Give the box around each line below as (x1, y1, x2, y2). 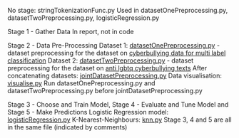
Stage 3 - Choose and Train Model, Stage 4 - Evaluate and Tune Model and (7, 100, 229, 109)
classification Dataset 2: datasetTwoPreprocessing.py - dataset (7, 56, 194, 65)
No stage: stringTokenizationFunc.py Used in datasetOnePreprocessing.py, (7, 6, 228, 14)
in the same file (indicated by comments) (7, 123, 128, 131)
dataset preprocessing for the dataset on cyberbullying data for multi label (7, 49, 226, 57)
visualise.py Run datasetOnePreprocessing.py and (7, 79, 156, 87)
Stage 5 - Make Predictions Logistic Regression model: (7, 108, 169, 116)
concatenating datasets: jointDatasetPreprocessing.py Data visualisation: (7, 71, 223, 80)
